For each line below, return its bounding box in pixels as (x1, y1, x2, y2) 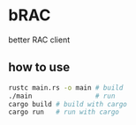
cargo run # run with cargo (8, 107, 120, 117)
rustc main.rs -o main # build (8, 83, 124, 92)
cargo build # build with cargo (8, 99, 127, 108)
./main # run (8, 92, 116, 100)
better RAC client (8, 34, 71, 45)
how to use (8, 60, 71, 75)
